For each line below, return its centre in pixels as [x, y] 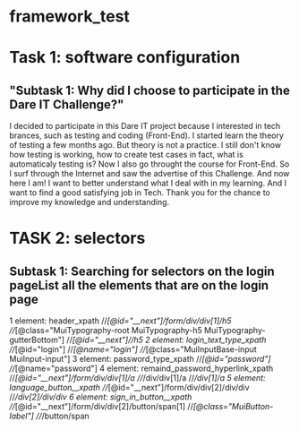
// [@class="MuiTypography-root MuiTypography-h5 [106, 331]
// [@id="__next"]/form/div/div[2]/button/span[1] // [102, 407]
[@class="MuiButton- [233, 407]
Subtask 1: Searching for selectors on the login [142, 271]
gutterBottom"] [37, 340]
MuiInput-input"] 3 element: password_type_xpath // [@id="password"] [140, 359]
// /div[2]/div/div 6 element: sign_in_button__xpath [101, 397]
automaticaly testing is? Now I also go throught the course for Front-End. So [149, 164]
